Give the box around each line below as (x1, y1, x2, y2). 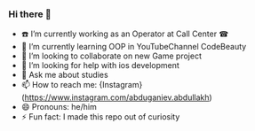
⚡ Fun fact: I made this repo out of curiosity (20, 112, 180, 122)
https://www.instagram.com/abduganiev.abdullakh (24, 92, 210, 103)
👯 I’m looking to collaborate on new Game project (20, 50, 202, 61)
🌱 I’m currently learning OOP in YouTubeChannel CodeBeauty (20, 42, 247, 52)
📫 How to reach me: (20, 80, 98, 90)
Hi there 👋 (8, 8, 52, 20)
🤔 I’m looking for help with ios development (20, 60, 179, 71)
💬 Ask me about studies (20, 70, 108, 81)
